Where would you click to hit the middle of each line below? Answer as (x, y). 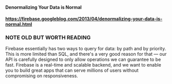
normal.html (19, 24)
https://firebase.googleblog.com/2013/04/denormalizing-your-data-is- (84, 19)
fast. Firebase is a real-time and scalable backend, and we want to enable (83, 65)
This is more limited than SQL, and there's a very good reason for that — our (86, 54)
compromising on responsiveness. (42, 76)
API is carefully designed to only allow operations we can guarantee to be (83, 59)
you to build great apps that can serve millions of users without (72, 70)
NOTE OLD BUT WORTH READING (48, 37)
